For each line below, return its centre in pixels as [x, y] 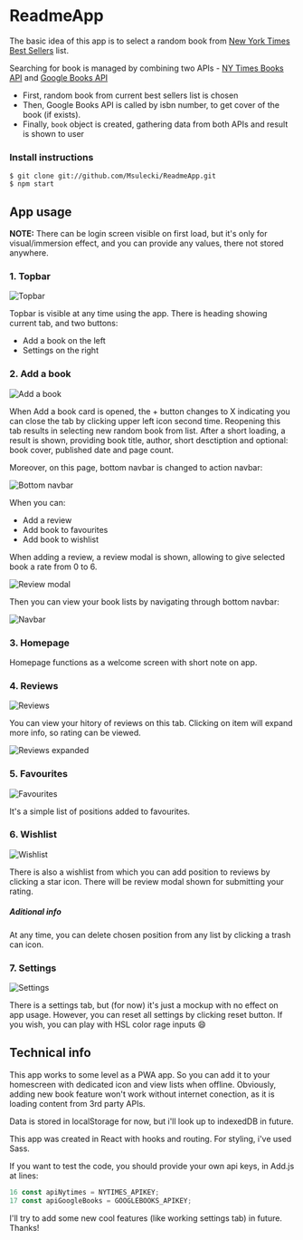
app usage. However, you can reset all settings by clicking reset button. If [146, 1015]
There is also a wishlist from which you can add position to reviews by [140, 872]
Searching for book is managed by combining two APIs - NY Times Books [147, 68]
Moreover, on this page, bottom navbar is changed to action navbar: [136, 467]
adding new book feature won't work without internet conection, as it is [142, 1094]
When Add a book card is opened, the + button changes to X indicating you [150, 411]
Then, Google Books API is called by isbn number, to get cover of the [151, 104]
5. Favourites [38, 774]
